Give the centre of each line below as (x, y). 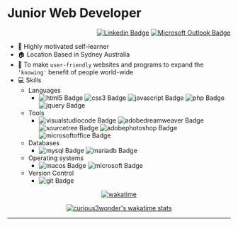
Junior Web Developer (74, 13)
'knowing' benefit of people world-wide (75, 72)
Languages (45, 90)
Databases (44, 142)
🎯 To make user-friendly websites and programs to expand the (110, 64)
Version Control (51, 173)
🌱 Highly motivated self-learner (63, 46)
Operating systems (56, 158)
